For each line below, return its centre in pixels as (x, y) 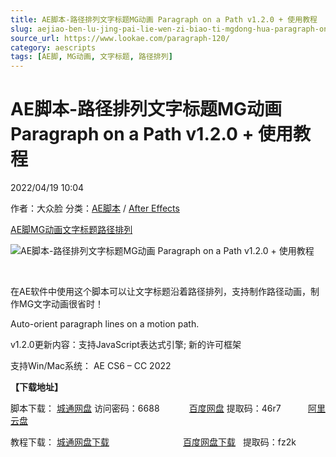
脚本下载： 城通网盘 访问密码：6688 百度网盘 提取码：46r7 (146, 408)
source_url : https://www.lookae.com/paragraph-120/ (120, 38)
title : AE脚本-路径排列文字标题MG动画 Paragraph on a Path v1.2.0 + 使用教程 (164, 19)
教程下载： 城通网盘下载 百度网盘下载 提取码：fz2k (153, 442)
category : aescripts (53, 47)
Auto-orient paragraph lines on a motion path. (105, 324)
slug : (21, 29)
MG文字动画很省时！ (61, 304)
